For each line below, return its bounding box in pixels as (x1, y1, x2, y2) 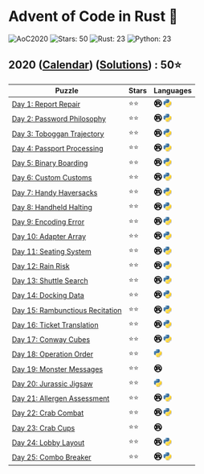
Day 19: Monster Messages (11, 364, 103, 373)
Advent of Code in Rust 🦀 (8, 7, 178, 26)
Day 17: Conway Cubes (11, 335, 91, 344)
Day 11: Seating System (11, 246, 92, 256)
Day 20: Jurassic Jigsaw (11, 378, 94, 389)
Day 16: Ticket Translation (11, 319, 99, 329)
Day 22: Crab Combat (11, 408, 84, 418)
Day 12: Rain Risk (11, 261, 70, 270)
